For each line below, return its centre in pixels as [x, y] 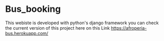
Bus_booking [33, 9]
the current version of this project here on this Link [58, 28]
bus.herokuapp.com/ [27, 33]
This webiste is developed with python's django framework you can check [82, 23]
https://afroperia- [129, 28]
